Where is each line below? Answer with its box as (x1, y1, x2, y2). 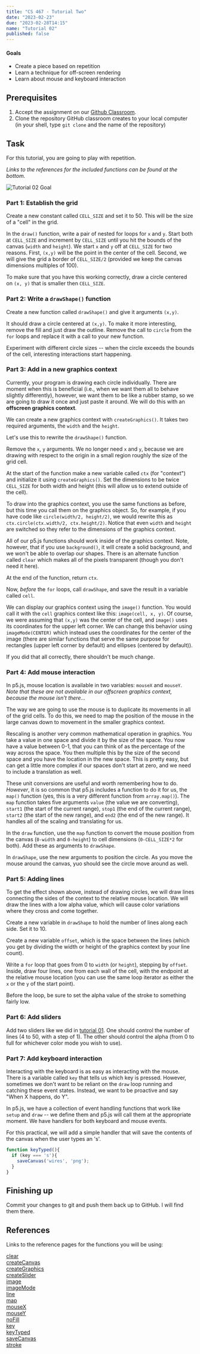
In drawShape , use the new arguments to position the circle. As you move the (6, 854, 193, 861)
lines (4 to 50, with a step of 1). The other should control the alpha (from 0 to (6, 1033, 195, 1040)
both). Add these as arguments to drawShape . (6, 842, 116, 850)
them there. (6, 1208, 35, 1215)
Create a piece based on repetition (14, 63, 100, 70)
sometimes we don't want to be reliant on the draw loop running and (6, 1081, 173, 1088)
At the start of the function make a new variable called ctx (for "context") (6, 469, 186, 476)
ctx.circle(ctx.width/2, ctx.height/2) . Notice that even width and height (6, 519, 192, 526)
